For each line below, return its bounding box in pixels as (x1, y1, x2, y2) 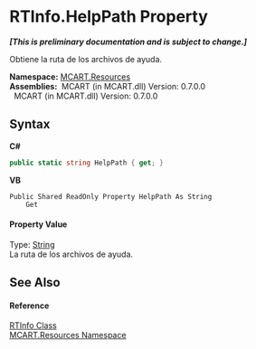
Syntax (9, 117, 51, 132)
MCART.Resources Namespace (9, 330, 127, 341)
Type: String (9, 239, 55, 250)
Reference (9, 300, 50, 311)
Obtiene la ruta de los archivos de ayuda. (9, 53, 163, 64)
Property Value (9, 219, 68, 230)
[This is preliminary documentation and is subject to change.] (9, 36, 247, 47)
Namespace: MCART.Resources (9, 71, 131, 82)
